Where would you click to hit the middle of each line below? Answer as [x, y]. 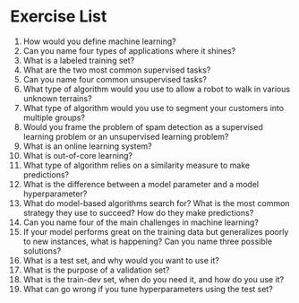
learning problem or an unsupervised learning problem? [126, 136]
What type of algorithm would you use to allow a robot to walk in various [156, 89]
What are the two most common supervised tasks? [117, 70]
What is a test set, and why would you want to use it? [121, 260]
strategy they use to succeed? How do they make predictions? [138, 212]
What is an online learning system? [88, 146]
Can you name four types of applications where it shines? [129, 50]
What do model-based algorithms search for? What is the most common [156, 203]
